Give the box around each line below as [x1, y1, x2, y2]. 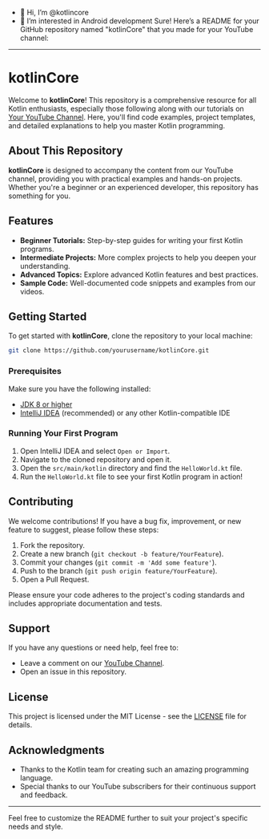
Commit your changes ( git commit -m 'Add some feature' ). [19, 557, 218, 567]
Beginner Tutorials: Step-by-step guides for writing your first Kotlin [19, 235, 243, 245]
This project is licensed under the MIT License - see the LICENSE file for [8, 711, 247, 721]
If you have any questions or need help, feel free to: [8, 642, 179, 653]
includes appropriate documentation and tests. [8, 598, 163, 608]
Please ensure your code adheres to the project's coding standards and [8, 590, 245, 599]
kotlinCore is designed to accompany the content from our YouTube [8, 165, 234, 175]
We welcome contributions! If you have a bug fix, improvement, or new [8, 516, 242, 525]
